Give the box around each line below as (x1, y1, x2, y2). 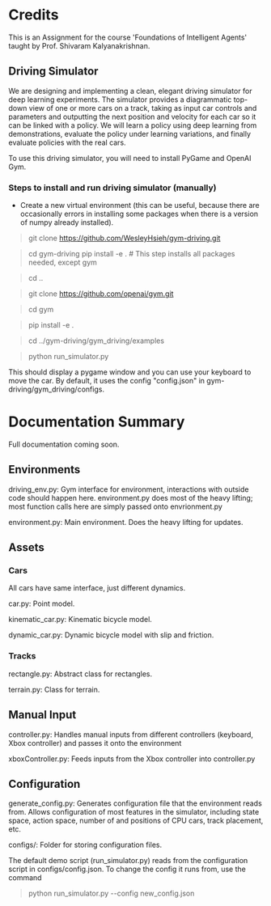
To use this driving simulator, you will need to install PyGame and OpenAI (8, 153, 252, 163)
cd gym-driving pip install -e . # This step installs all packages (28, 249, 235, 259)
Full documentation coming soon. (8, 439, 120, 449)
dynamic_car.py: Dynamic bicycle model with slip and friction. (8, 630, 214, 640)
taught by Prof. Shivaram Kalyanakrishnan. (8, 40, 150, 50)
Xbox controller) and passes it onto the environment (8, 738, 182, 747)
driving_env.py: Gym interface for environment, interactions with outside (8, 484, 249, 494)
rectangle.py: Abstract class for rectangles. (8, 669, 153, 679)
